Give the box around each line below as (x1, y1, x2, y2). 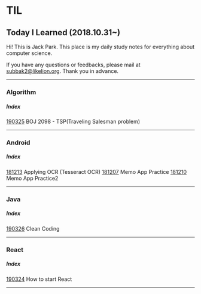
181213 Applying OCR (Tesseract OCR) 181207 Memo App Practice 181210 (6, 168, 187, 175)
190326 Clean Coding (6, 225, 60, 232)
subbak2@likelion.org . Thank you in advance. (6, 68, 118, 75)
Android (6, 138, 31, 146)
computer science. (6, 50, 53, 57)
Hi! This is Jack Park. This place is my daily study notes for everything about (6, 43, 195, 50)
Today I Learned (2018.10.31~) (6, 27, 121, 38)
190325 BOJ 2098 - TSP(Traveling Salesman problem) (6, 118, 141, 125)
